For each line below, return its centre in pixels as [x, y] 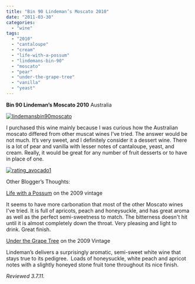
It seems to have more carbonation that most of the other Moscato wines [95, 204]
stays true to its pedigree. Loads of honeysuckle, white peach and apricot [96, 258]
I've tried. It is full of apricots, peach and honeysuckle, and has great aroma [98, 211]
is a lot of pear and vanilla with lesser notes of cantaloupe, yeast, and [90, 146]
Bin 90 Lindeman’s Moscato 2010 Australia [59, 105]
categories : [21, 22]
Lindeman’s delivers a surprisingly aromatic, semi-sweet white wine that [94, 252]
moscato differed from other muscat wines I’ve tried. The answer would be [97, 133]
